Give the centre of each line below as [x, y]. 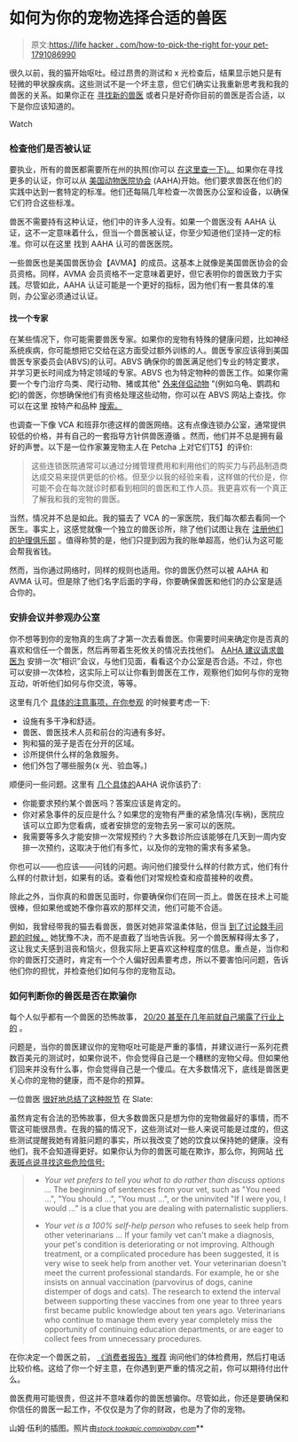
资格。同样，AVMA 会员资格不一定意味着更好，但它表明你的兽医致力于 [145, 274]
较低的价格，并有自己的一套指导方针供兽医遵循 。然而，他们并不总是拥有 [142, 436]
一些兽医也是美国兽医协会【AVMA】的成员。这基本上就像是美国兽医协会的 [145, 263]
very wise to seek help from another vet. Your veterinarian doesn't [165, 1264]
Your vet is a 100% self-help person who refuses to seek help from [166, 1225]
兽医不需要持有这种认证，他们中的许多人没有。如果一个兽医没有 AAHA [138, 222]
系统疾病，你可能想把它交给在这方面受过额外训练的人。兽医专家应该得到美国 [149, 351]
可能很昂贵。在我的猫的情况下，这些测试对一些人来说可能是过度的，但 [153, 1129]
